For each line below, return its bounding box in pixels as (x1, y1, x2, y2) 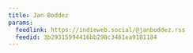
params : (8, 19, 34, 26)
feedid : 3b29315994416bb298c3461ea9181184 (15, 33, 157, 41)
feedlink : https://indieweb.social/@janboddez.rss (15, 26, 186, 34)
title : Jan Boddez (8, 11, 69, 19)
